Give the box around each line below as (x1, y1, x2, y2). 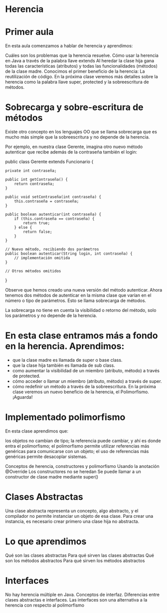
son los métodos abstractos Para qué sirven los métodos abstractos (5, 557, 145, 564)
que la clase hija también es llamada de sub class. (12, 362, 116, 368)
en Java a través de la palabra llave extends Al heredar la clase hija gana (5, 58, 155, 64)
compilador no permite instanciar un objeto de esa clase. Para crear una (5, 513, 154, 519)
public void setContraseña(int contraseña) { (5, 194, 101, 200)
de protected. (12, 373, 41, 379)
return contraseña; (14, 181, 55, 186)
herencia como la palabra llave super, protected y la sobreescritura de (5, 79, 149, 85)
